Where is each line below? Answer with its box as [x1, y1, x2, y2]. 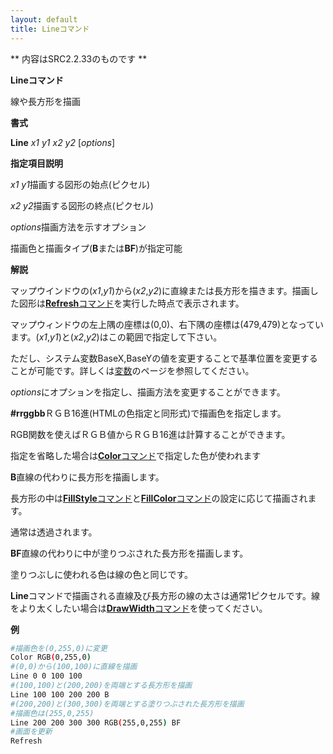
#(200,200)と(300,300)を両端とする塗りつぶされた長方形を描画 [10, 699, 245, 709]
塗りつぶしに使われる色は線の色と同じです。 [10, 568, 194, 580]
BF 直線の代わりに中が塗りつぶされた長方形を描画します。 [10, 547, 249, 559]
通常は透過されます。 [10, 526, 98, 538]
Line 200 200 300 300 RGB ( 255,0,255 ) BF [10, 717, 182, 728]
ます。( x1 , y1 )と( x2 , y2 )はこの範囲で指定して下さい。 [10, 331, 223, 343]
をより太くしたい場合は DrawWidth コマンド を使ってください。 [10, 602, 268, 614]
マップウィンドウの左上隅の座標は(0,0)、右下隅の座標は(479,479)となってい [10, 318, 324, 330]
